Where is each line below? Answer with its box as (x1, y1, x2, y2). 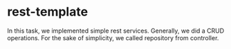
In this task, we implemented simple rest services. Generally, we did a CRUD (7, 27, 225, 35)
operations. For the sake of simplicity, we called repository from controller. (7, 33, 219, 42)
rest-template (7, 4, 89, 20)
